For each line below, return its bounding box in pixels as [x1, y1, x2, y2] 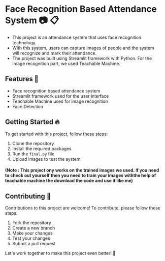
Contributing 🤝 [5, 192, 51, 200]
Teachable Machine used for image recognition [12, 98, 108, 104]
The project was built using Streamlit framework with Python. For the [12, 55, 152, 61]
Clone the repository [12, 140, 54, 146]
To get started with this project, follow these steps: [5, 131, 108, 137]
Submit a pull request [12, 240, 56, 246]
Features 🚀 [5, 75, 39, 83]
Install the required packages [12, 145, 71, 151]
